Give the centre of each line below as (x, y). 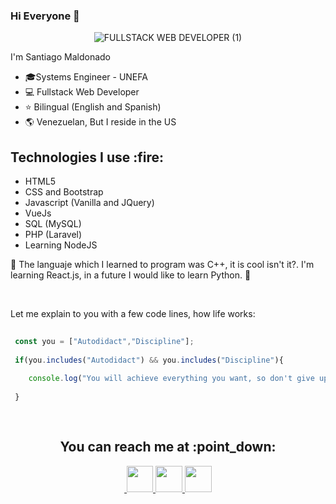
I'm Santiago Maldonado (60, 57)
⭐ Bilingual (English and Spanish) (93, 107)
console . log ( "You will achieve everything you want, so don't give (171, 379)
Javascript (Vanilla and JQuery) (89, 203)
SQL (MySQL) (53, 224)
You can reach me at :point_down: (168, 447)
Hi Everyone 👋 (45, 16)
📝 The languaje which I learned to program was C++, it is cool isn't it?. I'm (162, 265)
